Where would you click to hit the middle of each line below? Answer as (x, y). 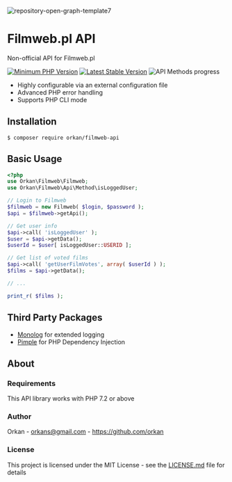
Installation (32, 122)
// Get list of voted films (48, 258)
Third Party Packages (55, 318)
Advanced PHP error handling (60, 92)
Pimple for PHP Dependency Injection (71, 342)
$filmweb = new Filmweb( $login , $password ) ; (76, 207)
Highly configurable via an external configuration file (92, 85)
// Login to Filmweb (37, 201)
